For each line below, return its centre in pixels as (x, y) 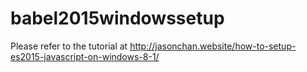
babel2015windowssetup (117, 18)
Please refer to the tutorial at (69, 46)
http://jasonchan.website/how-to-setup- (213, 46)
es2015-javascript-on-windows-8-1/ (85, 56)
